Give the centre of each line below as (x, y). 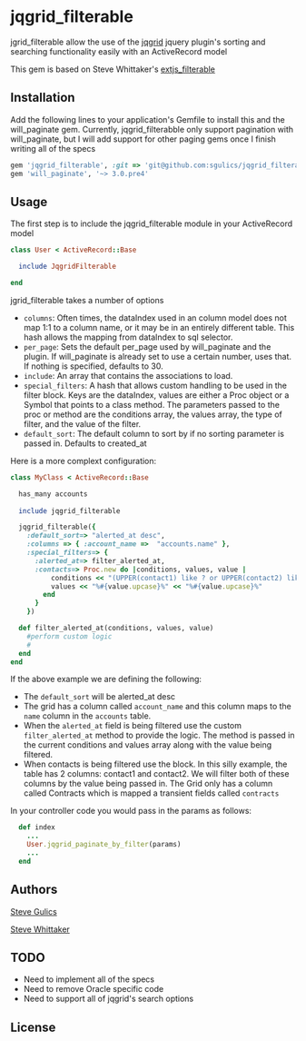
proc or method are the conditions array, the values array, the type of (153, 414)
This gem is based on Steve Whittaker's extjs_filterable (113, 69)
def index (37, 828)
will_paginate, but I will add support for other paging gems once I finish (143, 139)
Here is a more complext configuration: (84, 461)
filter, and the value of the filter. (82, 423)
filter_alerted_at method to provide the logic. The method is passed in (159, 735)
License (33, 1027)
